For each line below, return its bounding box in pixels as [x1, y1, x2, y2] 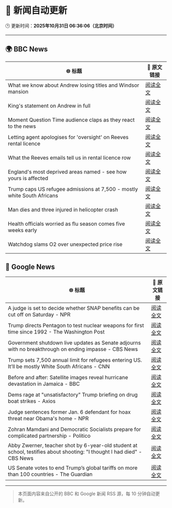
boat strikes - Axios [8, 397, 56, 404]
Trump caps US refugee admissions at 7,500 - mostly [8, 185, 138, 192]
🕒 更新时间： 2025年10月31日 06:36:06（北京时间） [5, 23, 117, 29]
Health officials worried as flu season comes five [8, 220, 125, 227]
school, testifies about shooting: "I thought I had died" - [8, 448, 142, 455]
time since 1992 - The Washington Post [8, 328, 105, 335]
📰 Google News [5, 263, 55, 271]
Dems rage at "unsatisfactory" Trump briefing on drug [8, 391, 138, 398]
